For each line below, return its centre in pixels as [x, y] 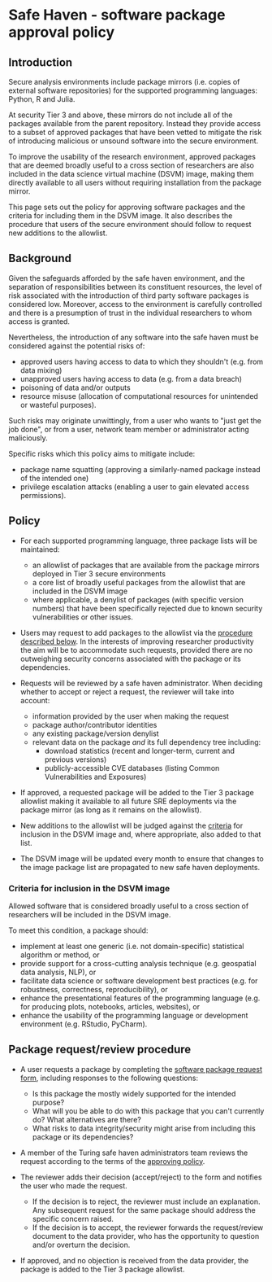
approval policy [62, 32]
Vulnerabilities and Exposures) [95, 777]
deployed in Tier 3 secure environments [99, 573]
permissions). [43, 495]
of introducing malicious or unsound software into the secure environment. [134, 141]
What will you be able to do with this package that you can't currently [148, 1111]
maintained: [40, 549]
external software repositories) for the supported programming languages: [133, 90]
